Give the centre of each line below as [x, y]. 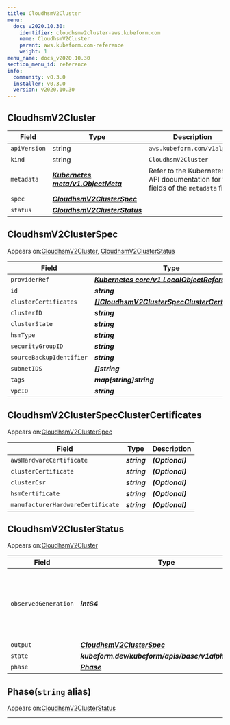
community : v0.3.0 [40, 77]
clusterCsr [28, 482]
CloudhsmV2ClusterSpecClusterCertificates [104, 415]
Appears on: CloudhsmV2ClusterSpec [60, 432]
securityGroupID [37, 346]
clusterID [26, 313]
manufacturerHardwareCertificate [65, 505]
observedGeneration [42, 604]
